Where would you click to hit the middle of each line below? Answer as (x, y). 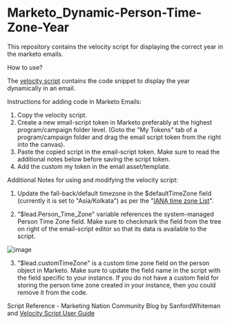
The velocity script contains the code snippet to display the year (98, 80)
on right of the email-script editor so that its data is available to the (112, 228)
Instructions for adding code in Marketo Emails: (74, 101)
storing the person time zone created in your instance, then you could (116, 285)
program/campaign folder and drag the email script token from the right (119, 137)
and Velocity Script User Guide (51, 313)
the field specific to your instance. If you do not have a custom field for (118, 278)
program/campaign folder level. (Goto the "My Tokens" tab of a (107, 129)
